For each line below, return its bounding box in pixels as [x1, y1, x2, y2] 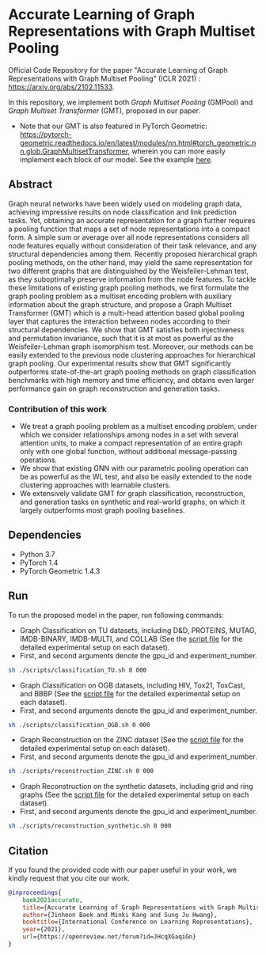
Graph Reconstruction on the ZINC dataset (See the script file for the [19, 735, 244, 745]
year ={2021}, [22, 926, 66, 934]
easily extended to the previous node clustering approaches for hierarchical [8, 350, 256, 359]
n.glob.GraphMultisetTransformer [19, 146, 128, 156]
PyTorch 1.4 [19, 558, 59, 567]
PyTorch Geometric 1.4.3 [19, 566, 101, 575]
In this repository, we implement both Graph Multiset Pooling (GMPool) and [8, 97, 253, 107]
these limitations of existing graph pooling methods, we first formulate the [8, 282, 249, 292]
